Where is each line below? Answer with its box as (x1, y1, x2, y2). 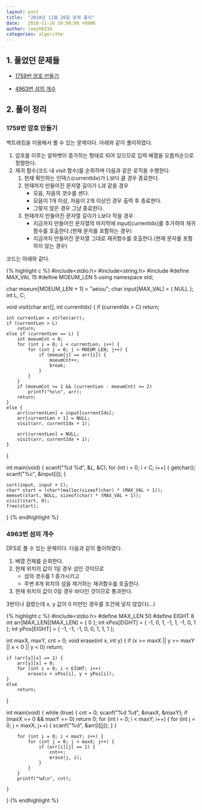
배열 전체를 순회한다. (14, 557, 64, 565)
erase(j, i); (49, 755, 83, 761)
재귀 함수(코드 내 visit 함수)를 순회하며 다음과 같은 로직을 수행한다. (14, 166, 171, 174)
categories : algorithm (6, 31, 63, 37)
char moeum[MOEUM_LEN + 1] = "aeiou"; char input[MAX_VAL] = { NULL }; (6, 285, 194, 293)
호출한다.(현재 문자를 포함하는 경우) (49, 227, 133, 234)
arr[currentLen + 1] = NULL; (17, 415, 90, 421)
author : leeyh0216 (6, 25, 52, 32)
